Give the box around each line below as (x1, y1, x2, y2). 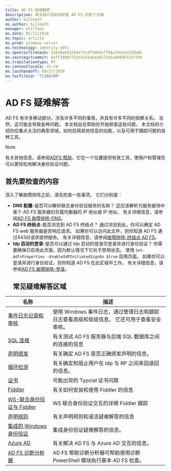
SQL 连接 (8, 337, 30, 344)
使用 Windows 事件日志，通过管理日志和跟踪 (52, 308, 159, 316)
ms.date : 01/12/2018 (5, 31, 49, 36)
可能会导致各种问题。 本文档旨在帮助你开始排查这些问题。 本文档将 (18, 121, 159, 127)
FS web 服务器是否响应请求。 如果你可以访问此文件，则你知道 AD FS (12, 228, 157, 234)
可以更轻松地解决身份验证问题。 (5, 161, 72, 167)
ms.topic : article (5, 36, 44, 41)
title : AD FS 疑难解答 (5, 7, 50, 13)
